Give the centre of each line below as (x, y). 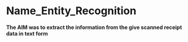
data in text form (27, 33)
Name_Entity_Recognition (71, 11)
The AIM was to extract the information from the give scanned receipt (94, 27)
